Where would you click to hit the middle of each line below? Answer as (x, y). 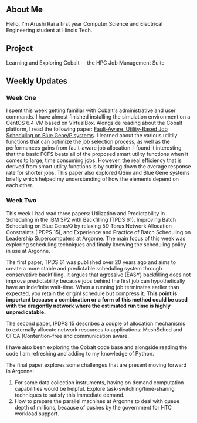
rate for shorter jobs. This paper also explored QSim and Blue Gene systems (98, 173)
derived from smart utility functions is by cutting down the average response (98, 167)
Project (20, 48)
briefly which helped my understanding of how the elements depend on (93, 179)
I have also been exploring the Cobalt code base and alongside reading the (97, 347)
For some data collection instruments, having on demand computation (99, 382)
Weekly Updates (37, 81)
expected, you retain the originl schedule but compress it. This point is (92, 293)
